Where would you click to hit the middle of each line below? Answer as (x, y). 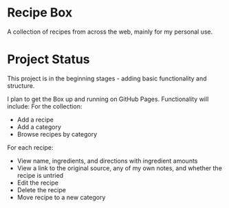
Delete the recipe (42, 189)
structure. (21, 85)
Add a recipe (35, 119)
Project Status (49, 59)
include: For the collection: (45, 106)
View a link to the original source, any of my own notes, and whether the (119, 168)
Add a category (39, 127)
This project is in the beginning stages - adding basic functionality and (107, 78)
